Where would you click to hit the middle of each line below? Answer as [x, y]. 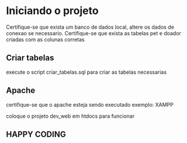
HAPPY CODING [36, 134]
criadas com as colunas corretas [45, 39]
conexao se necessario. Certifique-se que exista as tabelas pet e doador [93, 33]
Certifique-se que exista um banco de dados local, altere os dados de [90, 27]
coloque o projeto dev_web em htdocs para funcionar [70, 116]
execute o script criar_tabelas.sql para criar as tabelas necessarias [86, 72]
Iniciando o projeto [52, 11]
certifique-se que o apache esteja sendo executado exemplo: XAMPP [90, 104]
